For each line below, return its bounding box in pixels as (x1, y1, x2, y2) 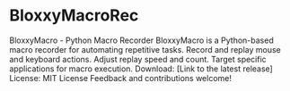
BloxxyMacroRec (9, 5, 139, 26)
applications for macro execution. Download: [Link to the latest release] (9, 63, 274, 74)
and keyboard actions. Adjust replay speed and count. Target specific (9, 54, 267, 64)
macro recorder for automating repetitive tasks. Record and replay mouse (9, 44, 281, 54)
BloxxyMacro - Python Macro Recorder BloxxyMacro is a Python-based (9, 35, 274, 45)
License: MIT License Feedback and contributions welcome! (9, 72, 232, 83)
